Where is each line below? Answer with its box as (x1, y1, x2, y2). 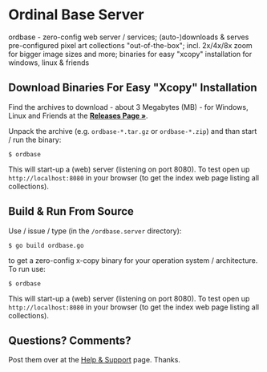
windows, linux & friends (8, 58, 90, 67)
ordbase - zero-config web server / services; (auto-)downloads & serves (8, 32, 249, 42)
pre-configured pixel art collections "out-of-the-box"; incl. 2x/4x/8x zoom (8, 40, 253, 50)
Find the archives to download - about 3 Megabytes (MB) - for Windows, (8, 102, 249, 111)
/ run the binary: (8, 135, 62, 144)
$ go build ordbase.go (8, 241, 84, 249)
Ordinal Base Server (8, 6, 144, 24)
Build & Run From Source (8, 204, 135, 218)
